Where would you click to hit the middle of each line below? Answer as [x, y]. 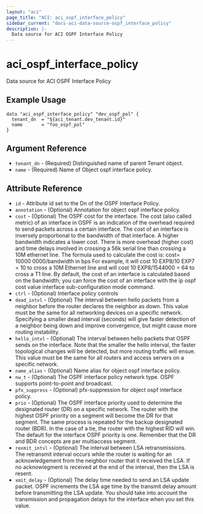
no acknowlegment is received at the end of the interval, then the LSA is [105, 467]
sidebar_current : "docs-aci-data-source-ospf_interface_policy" [89, 23]
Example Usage [36, 100]
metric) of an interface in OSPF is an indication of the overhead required [105, 222]
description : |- [27, 29]
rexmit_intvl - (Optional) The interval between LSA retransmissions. [100, 447]
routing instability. [37, 332]
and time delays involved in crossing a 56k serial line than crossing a [100, 248]
